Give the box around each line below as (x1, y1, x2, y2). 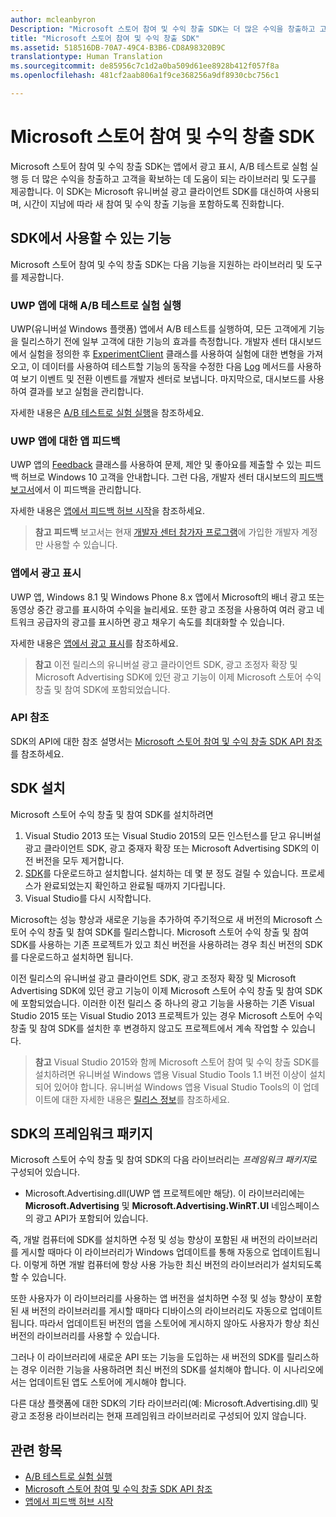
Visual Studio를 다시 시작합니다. (24, 892, 152, 904)
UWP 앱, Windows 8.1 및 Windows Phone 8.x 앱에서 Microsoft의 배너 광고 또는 (10, 591, 325, 603)
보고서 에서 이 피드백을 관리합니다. (10, 484, 142, 496)
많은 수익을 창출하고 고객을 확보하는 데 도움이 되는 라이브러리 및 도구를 (41, 172, 317, 185)
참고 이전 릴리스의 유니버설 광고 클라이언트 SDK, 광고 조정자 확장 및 (34, 658, 298, 670)
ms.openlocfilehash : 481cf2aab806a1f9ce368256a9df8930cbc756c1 (10, 71, 280, 81)
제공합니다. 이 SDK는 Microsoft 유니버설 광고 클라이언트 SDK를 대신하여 (10, 185, 293, 197)
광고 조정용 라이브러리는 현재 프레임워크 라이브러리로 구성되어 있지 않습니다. (10, 1410, 307, 1422)
